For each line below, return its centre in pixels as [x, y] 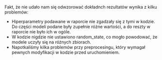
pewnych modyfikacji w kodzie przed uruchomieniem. [65, 52]
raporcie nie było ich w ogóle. [41, 32]
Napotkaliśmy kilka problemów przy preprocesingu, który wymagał [78, 47]
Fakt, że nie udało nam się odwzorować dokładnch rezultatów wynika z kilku [81, 7]
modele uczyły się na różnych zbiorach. [51, 42]
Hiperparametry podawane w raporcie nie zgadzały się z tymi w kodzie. [83, 22]
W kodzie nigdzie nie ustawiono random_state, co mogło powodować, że [84, 37]
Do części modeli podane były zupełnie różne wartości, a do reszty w [81, 27]
